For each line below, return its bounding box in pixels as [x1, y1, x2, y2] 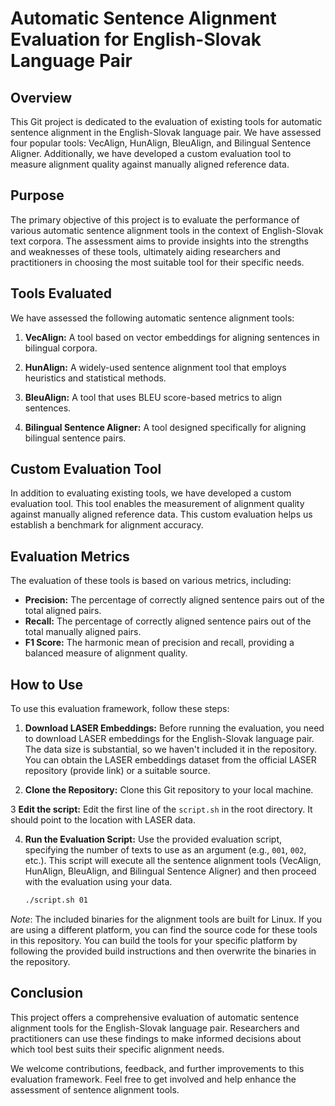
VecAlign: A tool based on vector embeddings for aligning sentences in [24, 331, 320, 343]
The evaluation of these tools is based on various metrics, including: [10, 575, 292, 587]
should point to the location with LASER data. [10, 814, 197, 826]
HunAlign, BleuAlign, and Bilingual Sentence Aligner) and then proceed [24, 865, 317, 877]
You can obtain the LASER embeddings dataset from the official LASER [24, 754, 317, 766]
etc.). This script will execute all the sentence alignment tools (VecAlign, [24, 855, 322, 867]
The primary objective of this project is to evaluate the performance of [10, 213, 300, 226]
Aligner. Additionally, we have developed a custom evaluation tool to [10, 148, 292, 159]
